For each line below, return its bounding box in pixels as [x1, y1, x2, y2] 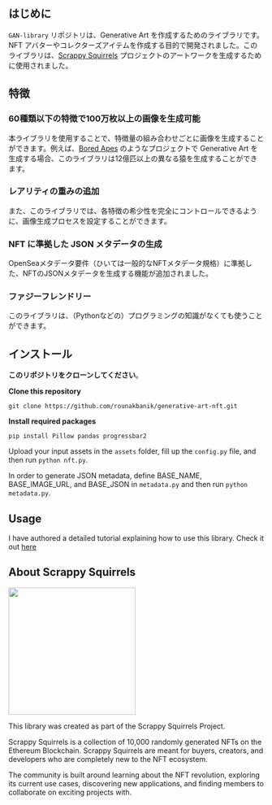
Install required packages [8, 416, 97, 426]
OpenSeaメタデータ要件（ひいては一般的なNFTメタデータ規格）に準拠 [8, 259, 246, 268]
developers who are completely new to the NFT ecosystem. [8, 754, 209, 764]
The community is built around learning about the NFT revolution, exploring [8, 770, 260, 780]
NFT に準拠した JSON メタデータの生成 [8, 238, 162, 250]
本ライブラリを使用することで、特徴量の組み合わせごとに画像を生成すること [8, 133, 265, 143]
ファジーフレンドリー [8, 291, 92, 302]
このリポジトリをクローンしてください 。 [8, 370, 144, 380]
